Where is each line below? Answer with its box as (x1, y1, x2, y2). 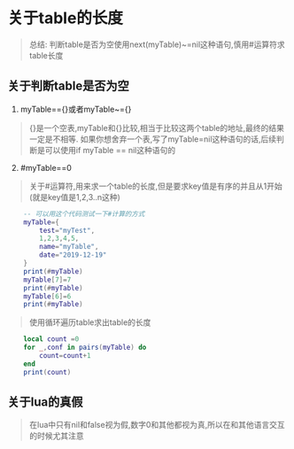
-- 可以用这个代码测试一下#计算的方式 (23, 209, 145, 218)
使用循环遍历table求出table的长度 (28, 317, 151, 328)
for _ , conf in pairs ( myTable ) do (23, 343, 147, 352)
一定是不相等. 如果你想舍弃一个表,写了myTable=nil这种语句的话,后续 (28, 134, 277, 144)
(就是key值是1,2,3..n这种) (28, 191, 120, 202)
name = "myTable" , (39, 243, 99, 252)
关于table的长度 (7, 8, 124, 28)
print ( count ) (23, 368, 72, 376)
